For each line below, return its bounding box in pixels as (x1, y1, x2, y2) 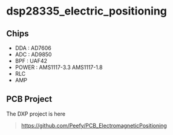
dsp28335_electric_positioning (6, 4, 168, 18)
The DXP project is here (6, 110, 65, 117)
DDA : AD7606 (15, 44, 51, 51)
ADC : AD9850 (15, 51, 52, 58)
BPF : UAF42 (15, 58, 47, 64)
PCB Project (6, 94, 53, 104)
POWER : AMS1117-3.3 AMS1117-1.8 (15, 64, 103, 71)
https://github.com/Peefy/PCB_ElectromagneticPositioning (21, 122, 168, 129)
